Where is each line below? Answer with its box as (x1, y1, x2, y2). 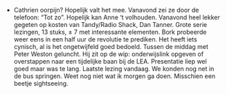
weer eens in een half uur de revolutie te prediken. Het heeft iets (13, 35, 197, 44)
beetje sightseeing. (13, 79, 69, 87)
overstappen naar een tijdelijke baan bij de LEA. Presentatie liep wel (13, 57, 208, 65)
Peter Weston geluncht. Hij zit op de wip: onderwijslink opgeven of (13, 50, 204, 58)
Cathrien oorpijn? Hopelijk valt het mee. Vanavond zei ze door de (13, 6, 199, 14)
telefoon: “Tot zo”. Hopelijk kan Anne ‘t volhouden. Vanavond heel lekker (13, 13, 220, 21)
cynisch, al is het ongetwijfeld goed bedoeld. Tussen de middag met (13, 43, 209, 50)
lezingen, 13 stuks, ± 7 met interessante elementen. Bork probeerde (13, 28, 207, 36)
